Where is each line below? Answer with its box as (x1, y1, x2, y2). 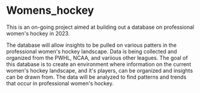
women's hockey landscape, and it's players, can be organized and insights (6, 67, 193, 74)
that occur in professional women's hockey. (6, 79, 114, 87)
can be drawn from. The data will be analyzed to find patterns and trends (6, 73, 187, 80)
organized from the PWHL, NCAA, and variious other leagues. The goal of (6, 54, 188, 61)
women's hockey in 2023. (6, 29, 70, 37)
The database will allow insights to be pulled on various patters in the (6, 41, 177, 49)
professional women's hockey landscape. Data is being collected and (6, 47, 177, 55)
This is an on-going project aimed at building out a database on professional (6, 23, 195, 31)
